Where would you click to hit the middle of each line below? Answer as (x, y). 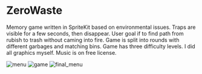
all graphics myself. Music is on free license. (61, 52)
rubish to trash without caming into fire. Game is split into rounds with (93, 40)
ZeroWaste (34, 11)
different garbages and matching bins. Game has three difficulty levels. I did (101, 46)
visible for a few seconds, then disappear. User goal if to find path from (95, 33)
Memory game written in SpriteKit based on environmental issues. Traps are (101, 27)
